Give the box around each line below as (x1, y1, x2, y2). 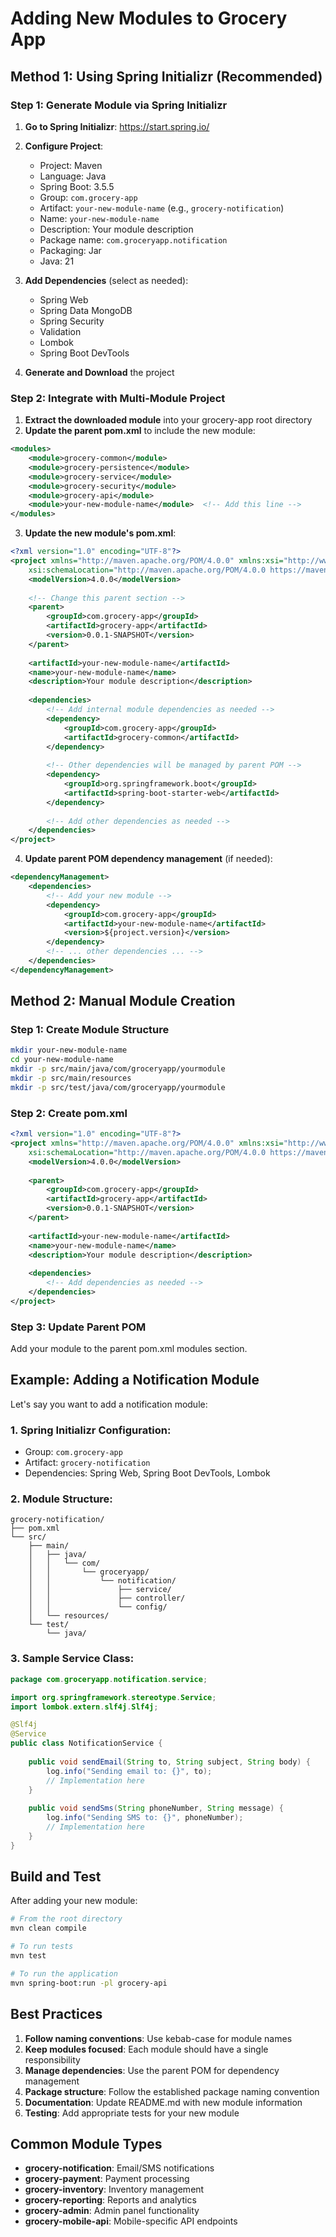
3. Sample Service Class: (10, 1652, 135, 1666)
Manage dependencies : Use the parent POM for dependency (24, 2064, 280, 2076)
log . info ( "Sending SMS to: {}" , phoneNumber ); (46, 1813, 244, 1823)
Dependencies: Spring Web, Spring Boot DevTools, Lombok (24, 1467, 271, 1479)
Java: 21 (39, 255, 75, 267)
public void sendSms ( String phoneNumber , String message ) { (28, 1803, 284, 1814)
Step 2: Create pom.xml (10, 1106, 128, 1120)
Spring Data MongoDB (39, 304, 133, 316)
